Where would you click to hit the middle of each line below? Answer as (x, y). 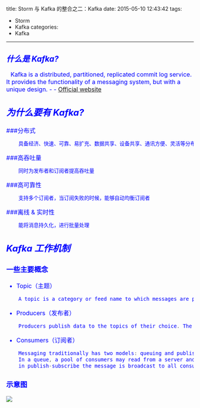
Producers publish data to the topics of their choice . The (105, 326)
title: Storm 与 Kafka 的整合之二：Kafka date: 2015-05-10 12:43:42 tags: (94, 9)
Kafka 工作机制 (38, 248)
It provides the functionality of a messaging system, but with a (93, 82)
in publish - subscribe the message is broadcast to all (98, 366)
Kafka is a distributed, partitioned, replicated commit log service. (101, 74)
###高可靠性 (24, 185)
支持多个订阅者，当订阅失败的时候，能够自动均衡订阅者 (84, 198)
